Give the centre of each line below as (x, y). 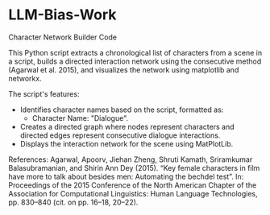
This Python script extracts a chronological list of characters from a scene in (135, 52)
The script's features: (44, 93)
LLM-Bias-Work (62, 15)
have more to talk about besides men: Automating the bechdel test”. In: (126, 176)
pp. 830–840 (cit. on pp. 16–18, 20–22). (73, 202)
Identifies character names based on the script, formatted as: (122, 110)
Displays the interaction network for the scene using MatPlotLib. (127, 143)
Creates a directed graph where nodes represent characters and (127, 126)
